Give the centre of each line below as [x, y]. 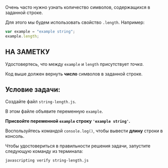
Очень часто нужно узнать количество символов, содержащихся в [78, 7]
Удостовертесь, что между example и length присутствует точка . [75, 64]
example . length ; [22, 36]
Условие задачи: [33, 89]
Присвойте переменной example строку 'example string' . [68, 121]
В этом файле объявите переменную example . [54, 111]
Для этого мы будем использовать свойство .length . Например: [75, 22]
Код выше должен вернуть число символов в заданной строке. [74, 74]
